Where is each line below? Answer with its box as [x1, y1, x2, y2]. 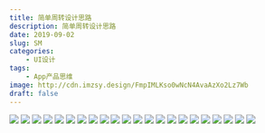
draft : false [9, 89, 59, 98]
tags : [9, 64, 30, 73]
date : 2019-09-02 [9, 30, 75, 39]
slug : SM [9, 38, 43, 48]
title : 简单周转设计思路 [9, 13, 92, 23]
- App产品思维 [25, 72, 74, 81]
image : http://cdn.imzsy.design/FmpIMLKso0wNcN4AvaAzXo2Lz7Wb [9, 81, 249, 90]
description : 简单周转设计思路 [9, 22, 117, 31]
